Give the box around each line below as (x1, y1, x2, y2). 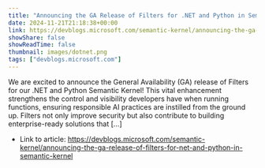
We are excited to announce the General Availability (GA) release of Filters (8, 77, 249, 87)
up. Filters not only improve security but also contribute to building (8, 110, 225, 120)
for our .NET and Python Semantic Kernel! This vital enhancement (8, 85, 222, 95)
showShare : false (8, 33, 65, 42)
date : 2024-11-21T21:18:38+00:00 (8, 19, 118, 27)
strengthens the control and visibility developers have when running (8, 94, 230, 103)
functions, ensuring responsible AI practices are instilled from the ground (8, 102, 246, 111)
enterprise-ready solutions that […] (8, 119, 122, 129)
